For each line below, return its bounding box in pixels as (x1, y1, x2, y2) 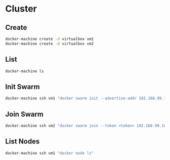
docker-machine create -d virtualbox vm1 (5, 36, 94, 41)
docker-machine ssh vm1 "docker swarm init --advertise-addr (5, 96, 137, 101)
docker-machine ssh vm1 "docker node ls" (5, 150, 94, 155)
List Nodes (5, 137, 40, 146)
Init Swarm (5, 82, 40, 91)
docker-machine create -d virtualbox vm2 (5, 41, 94, 46)
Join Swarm (5, 110, 44, 119)
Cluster (5, 3, 37, 15)
